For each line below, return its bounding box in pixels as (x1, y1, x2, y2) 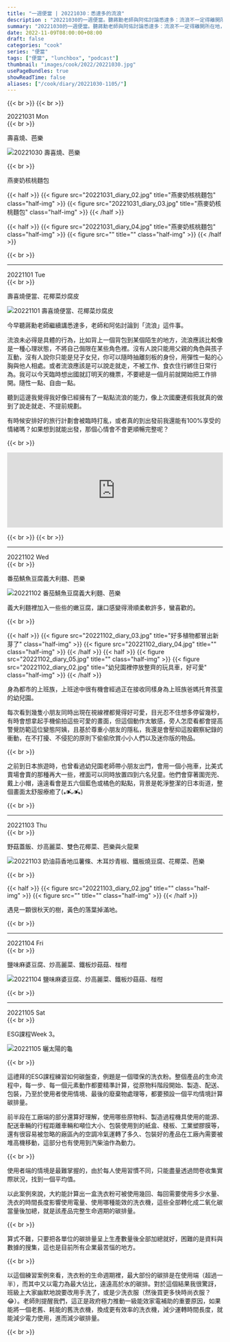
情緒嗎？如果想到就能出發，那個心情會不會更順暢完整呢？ (7, 425, 169, 433)
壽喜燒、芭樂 (7, 134, 43, 142)
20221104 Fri (7, 939, 44, 947)
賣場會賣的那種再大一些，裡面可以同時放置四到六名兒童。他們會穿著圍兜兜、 (7, 770, 223, 779)
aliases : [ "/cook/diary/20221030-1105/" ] (7, 80, 127, 87)
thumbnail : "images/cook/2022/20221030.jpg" (7, 61, 136, 68)
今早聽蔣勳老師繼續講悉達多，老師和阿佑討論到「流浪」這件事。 (7, 321, 187, 329)
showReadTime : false (7, 73, 66, 81)
